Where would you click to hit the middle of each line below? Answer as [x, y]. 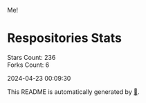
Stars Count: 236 [31, 57]
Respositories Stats [65, 38]
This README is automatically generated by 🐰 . [73, 92]
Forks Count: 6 [28, 65]
